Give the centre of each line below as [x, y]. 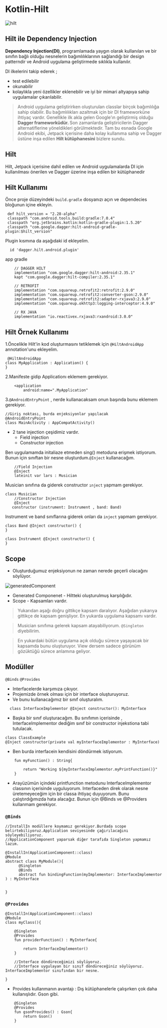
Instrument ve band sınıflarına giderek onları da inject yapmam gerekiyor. [81, 517]
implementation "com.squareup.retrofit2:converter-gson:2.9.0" [81, 295]
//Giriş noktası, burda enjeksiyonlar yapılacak [57, 414]
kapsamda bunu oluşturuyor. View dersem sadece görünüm [79, 646]
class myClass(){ [23, 923]
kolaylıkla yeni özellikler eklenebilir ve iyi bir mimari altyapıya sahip [81, 92]
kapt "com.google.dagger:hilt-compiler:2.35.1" [64, 277]
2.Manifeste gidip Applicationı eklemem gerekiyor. [57, 377]
